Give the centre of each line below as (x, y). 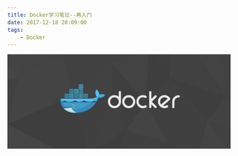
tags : (15, 30)
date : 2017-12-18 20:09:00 (47, 22)
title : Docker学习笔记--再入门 (50, 15)
